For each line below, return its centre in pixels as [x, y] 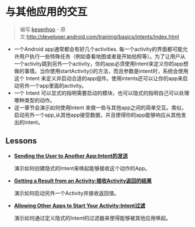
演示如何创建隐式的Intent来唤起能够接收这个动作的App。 [82, 168]
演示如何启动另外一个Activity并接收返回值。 [67, 193]
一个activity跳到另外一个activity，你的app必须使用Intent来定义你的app [98, 63]
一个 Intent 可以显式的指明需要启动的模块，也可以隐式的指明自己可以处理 [102, 93]
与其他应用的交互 [47, 12]
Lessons [21, 141]
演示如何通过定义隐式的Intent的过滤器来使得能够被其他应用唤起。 [93, 218]
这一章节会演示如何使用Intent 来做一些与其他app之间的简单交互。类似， [100, 107]
